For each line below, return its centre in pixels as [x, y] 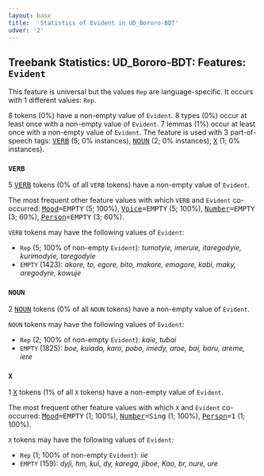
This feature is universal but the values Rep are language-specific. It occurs [131, 92]
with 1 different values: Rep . [52, 101]
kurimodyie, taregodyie [58, 256]
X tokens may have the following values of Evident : [91, 440]
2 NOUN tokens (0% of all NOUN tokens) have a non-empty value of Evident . [129, 309]
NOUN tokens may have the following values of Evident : [96, 324]
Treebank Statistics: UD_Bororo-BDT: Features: [127, 62]
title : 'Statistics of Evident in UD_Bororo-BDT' [94, 23]
